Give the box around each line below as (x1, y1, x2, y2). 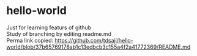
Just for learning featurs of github (6, 24, 92, 31)
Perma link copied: (6, 37, 54, 44)
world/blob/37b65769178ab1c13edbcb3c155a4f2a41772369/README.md (6, 43, 191, 51)
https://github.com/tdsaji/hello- (54, 37, 133, 44)
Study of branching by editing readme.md (6, 30, 112, 37)
